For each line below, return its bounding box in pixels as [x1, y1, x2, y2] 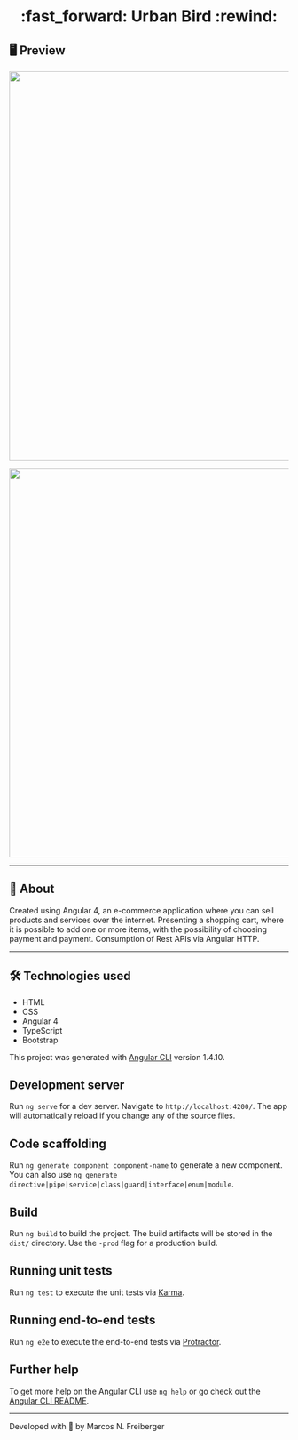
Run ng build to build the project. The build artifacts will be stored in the [9, 1228, 273, 1239]
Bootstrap [21, 1034, 59, 1045]
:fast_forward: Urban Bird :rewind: [20, 6, 278, 27]
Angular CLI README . [9, 1395, 90, 1406]
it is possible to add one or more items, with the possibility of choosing [9, 923, 268, 935]
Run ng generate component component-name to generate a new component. [9, 1160, 284, 1171]
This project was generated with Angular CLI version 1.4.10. [9, 1051, 225, 1062]
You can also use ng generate [9, 1170, 118, 1180]
